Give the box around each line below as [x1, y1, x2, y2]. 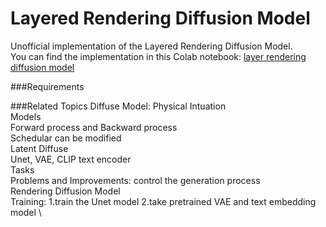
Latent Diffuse [10, 142, 69, 154]
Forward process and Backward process [10, 121, 178, 133]
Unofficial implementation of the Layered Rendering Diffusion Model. [10, 40, 293, 52]
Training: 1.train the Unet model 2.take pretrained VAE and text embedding [10, 195, 317, 207]
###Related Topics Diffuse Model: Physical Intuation [10, 100, 227, 112]
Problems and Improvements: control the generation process [10, 174, 261, 186]
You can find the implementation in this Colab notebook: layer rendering [10, 50, 307, 62]
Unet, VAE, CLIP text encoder [10, 153, 132, 165]
